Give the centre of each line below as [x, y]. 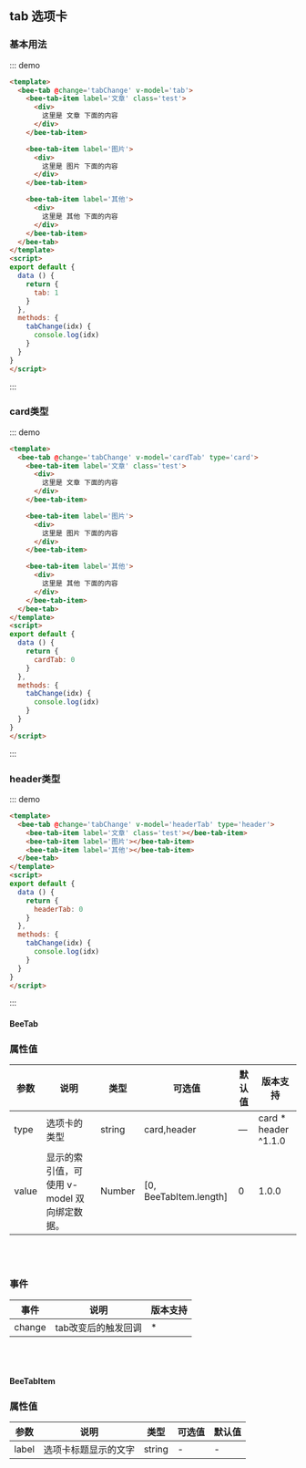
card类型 [29, 411]
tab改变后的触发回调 [99, 1328]
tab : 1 [46, 293]
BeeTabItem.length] [186, 1197]
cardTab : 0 [54, 659]
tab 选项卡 [39, 16]
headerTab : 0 [58, 909]
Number [117, 1191]
